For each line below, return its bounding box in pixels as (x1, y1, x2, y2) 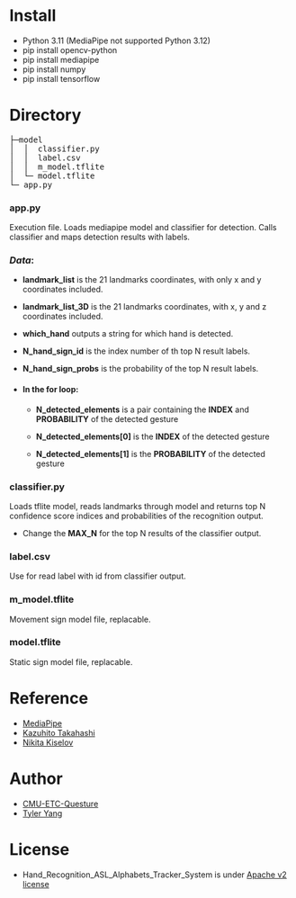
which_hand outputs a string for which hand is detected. (22, 328, 234, 339)
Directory (9, 105, 82, 126)
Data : (9, 254, 34, 266)
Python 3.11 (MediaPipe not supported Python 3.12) (22, 35, 211, 46)
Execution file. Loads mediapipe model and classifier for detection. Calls (9, 222, 277, 233)
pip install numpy (22, 64, 86, 75)
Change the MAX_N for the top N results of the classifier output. (22, 527, 262, 538)
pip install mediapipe (22, 54, 100, 65)
